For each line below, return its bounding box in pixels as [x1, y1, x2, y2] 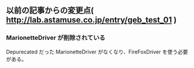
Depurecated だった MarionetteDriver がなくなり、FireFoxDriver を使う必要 [6, 48, 189, 55]
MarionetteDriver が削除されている [6, 34, 105, 42]
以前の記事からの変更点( [6, 5, 94, 16]
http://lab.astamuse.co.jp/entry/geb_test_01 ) [6, 15, 177, 25]
